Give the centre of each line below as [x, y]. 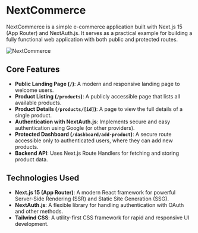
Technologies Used [43, 178]
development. [32, 224]
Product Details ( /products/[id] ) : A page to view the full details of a [99, 109]
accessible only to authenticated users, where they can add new [94, 141]
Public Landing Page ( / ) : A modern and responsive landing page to [97, 84]
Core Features [33, 70]
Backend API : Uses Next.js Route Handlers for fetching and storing [97, 153]
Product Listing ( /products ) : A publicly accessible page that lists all [97, 96]
